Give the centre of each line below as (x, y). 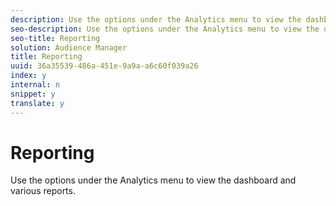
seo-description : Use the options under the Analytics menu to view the (165, 29)
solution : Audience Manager (69, 47)
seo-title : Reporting (55, 38)
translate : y (37, 103)
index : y (28, 76)
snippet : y (33, 94)
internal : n (35, 85)
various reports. (43, 191)
